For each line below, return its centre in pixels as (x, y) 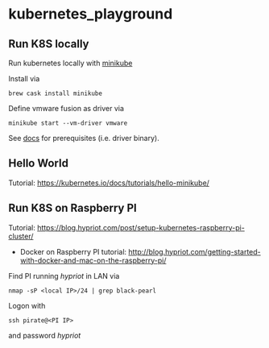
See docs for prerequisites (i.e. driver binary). (84, 138)
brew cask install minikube (56, 93)
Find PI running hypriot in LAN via (64, 275)
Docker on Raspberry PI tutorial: (73, 251)
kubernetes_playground (91, 14)
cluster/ (21, 236)
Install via (24, 79)
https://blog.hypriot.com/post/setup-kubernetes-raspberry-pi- (141, 227)
